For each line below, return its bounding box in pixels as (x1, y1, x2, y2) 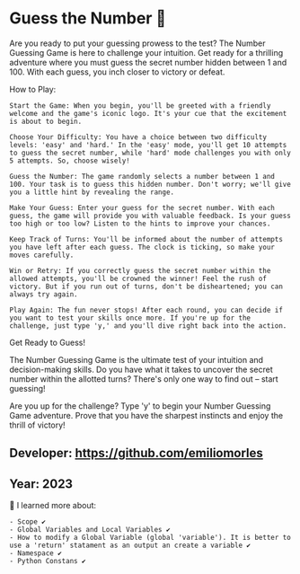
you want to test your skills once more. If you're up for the (9, 313, 251, 322)
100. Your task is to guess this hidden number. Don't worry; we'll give (9, 180, 292, 189)
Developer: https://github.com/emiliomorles (9, 446, 263, 461)
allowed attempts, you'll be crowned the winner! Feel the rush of (9, 274, 268, 283)
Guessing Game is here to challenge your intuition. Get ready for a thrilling (9, 47, 284, 57)
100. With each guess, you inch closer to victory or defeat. (9, 66, 225, 77)
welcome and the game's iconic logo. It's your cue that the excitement (9, 109, 287, 118)
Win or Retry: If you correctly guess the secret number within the (9, 266, 271, 275)
